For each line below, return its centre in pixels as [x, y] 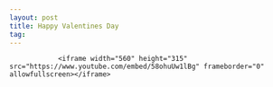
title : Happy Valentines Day [64, 26]
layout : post [34, 17]
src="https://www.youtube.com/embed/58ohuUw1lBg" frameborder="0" [137, 67]
